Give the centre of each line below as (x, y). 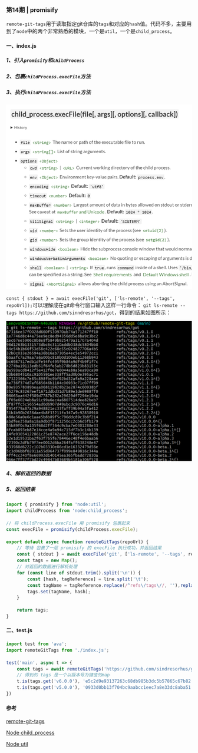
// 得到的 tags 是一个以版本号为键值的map (63, 675)
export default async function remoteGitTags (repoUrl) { (77, 542)
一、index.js (21, 45)
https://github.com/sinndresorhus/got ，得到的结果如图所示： (95, 313)
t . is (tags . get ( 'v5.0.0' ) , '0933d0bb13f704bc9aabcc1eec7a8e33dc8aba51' (105, 688)
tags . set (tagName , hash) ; (59, 592)
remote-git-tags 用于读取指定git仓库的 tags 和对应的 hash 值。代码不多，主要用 (99, 24)
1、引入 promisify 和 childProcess (45, 60)
